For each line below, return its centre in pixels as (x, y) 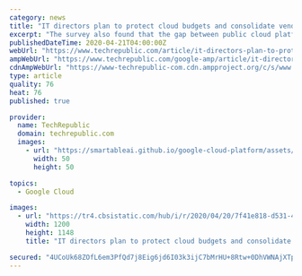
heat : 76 (26, 92)
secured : (26, 257)
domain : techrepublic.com (66, 134)
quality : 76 (31, 84)
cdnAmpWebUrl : (36, 68)
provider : (28, 117)
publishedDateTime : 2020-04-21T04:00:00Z (88, 43)
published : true (40, 101)
